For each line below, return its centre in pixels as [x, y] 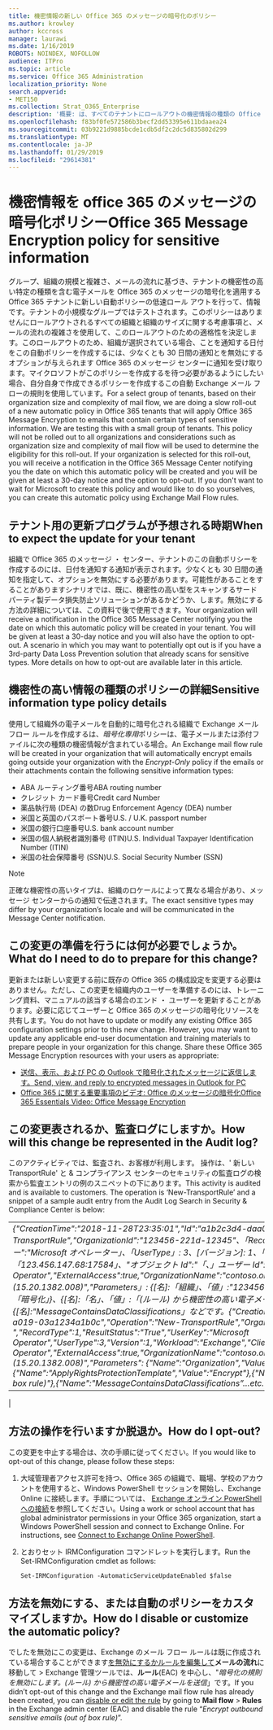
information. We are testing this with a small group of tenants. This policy [130, 429]
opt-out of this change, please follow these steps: [91, 1461]
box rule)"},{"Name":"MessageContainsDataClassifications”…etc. [139, 1383]
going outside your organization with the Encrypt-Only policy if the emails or [136, 762]
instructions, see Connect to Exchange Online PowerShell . [117, 1536]
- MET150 [23, 99]
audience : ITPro [36, 62]
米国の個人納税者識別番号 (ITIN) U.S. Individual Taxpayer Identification [137, 838]
